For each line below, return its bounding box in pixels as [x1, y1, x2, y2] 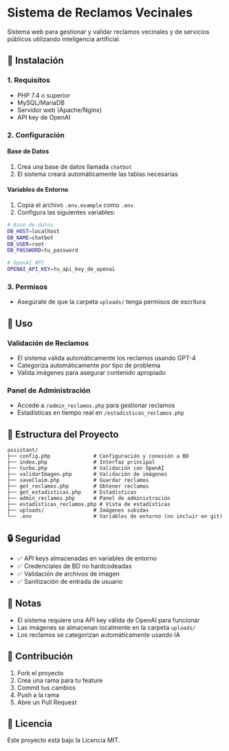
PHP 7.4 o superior [17, 91, 71, 99]
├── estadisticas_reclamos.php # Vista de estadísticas [7, 501, 171, 508]
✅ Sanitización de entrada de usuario [17, 577, 123, 585]
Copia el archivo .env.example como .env [17, 201, 134, 209]
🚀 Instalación [7, 55, 64, 67]
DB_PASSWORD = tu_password [7, 247, 78, 254]
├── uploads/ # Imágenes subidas [7, 507, 149, 514]
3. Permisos [7, 282, 48, 292]
